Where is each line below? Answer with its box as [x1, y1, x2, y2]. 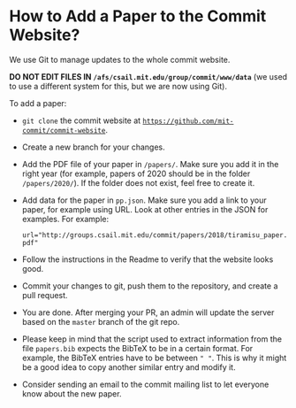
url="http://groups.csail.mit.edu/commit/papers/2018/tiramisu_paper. [21, 230, 288, 240]
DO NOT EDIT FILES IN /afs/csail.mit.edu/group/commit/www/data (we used [9, 71, 288, 81]
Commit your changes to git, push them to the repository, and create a [21, 281, 278, 291]
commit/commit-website [21, 126, 106, 135]
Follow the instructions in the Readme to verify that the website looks [21, 254, 274, 265]
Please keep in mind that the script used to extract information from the [21, 334, 283, 344]
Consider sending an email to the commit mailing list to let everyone [21, 379, 269, 389]
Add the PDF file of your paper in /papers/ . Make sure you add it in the [21, 158, 279, 169]
